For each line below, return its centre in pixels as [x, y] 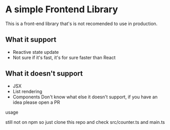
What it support [31, 40]
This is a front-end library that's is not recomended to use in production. [81, 24]
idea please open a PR [36, 102]
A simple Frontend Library [62, 9]
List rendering [27, 91]
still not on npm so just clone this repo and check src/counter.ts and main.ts [85, 122]
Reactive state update [36, 52]
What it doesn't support [44, 73]
